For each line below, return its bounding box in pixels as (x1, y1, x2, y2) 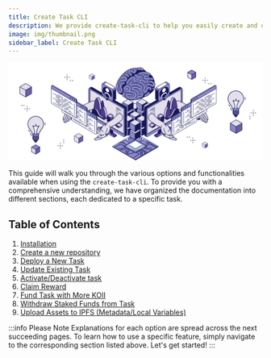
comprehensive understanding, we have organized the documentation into (8, 185, 256, 195)
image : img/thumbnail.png (8, 30, 95, 38)
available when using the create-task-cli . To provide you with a (8, 177, 223, 187)
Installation (19, 239, 57, 248)
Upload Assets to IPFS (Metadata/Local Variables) (19, 307, 187, 317)
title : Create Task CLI (8, 13, 89, 21)
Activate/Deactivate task (19, 273, 102, 282)
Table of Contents (8, 218, 101, 231)
